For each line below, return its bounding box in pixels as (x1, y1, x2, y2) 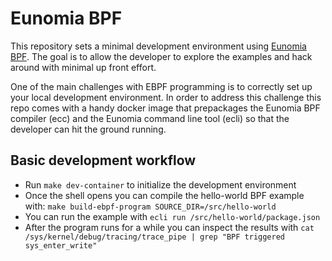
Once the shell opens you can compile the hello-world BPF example (24, 189, 305, 201)
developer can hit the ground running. (10, 123, 167, 135)
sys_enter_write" (24, 240, 98, 251)
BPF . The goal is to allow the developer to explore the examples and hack (10, 50, 313, 62)
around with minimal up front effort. (10, 61, 157, 73)
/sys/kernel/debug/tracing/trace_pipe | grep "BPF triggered (24, 232, 286, 242)
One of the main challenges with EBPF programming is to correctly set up (10, 80, 313, 92)
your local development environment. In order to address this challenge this (10, 91, 322, 103)
